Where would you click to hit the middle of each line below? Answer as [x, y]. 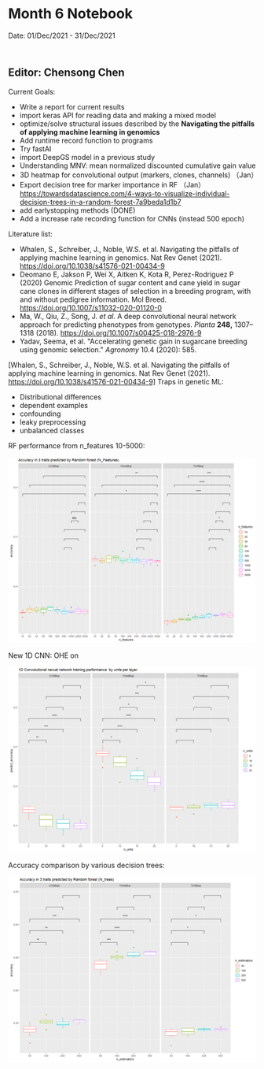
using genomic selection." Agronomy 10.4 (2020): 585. [108, 349]
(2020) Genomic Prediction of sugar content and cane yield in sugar [130, 282]
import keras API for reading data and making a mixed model [117, 115]
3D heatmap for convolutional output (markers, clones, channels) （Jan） [139, 175]
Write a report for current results [72, 106]
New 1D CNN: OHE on [44, 655]
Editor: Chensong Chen [66, 73]
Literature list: [30, 234]
